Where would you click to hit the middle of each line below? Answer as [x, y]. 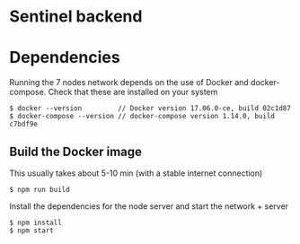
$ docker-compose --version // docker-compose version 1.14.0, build [142, 117]
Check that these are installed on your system [133, 92]
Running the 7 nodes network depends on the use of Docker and [129, 83]
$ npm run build [40, 189]
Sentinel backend [76, 17]
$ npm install [36, 222]
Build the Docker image [75, 151]
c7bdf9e [24, 124]
